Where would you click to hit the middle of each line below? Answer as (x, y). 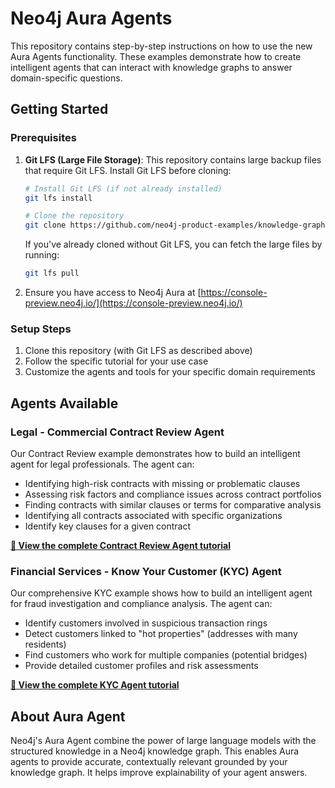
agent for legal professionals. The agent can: (102, 464)
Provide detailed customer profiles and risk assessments (141, 666)
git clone (45, 225)
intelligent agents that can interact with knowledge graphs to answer (151, 67)
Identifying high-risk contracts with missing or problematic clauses (162, 483)
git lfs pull (52, 273)
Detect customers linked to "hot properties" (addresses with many (161, 634)
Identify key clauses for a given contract (108, 526)
